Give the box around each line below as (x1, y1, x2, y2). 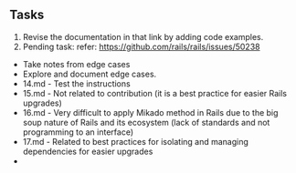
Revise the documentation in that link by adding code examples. (22, 31, 264, 42)
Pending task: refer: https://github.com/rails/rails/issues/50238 (22, 41, 260, 52)
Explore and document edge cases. (22, 68, 157, 79)
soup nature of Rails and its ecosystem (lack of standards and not (22, 117, 270, 127)
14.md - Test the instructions (22, 77, 131, 89)
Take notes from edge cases (22, 58, 131, 69)
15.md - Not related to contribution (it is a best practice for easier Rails (22, 87, 288, 98)
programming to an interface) (22, 127, 134, 137)
